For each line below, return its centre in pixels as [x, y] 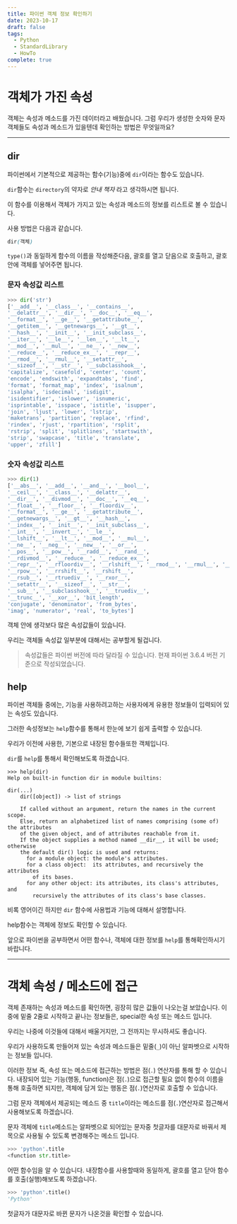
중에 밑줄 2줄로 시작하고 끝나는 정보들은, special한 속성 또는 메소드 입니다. [110, 1017]
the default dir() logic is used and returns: [90, 853]
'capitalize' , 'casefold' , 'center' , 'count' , [77, 372]
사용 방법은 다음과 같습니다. [45, 228]
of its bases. [53, 877]
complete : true [30, 60]
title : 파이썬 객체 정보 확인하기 [50, 14]
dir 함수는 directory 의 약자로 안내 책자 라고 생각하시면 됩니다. [93, 189]
